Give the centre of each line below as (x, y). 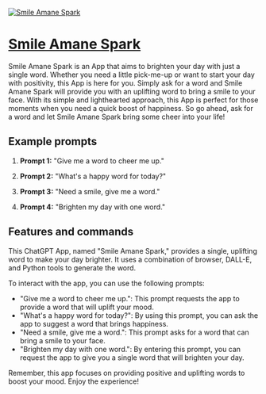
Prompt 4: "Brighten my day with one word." (93, 207)
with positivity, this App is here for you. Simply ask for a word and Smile (125, 82)
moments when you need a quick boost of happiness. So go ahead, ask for (131, 108)
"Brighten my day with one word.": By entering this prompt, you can (130, 349)
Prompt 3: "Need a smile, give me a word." (90, 191)
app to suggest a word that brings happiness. (94, 323)
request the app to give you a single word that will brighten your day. (132, 358)
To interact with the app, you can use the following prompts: (106, 283)
